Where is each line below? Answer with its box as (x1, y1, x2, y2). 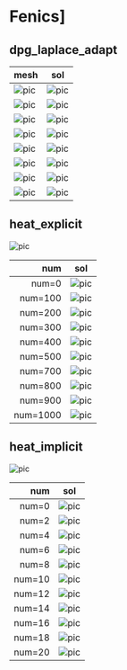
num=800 (19, 380, 62, 392)
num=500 (19, 350, 62, 362)
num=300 (19, 321, 62, 334)
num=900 (19, 394, 62, 406)
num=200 (19, 306, 62, 318)
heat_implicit (9, 439, 83, 455)
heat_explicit (9, 217, 83, 232)
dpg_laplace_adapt (9, 42, 118, 58)
